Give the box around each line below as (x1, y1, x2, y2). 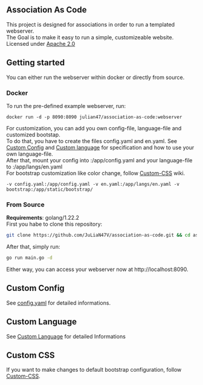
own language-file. (6, 150, 53, 157)
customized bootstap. (6, 131, 60, 138)
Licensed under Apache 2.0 (6, 40, 76, 47)
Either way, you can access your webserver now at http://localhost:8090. (6, 266, 188, 273)
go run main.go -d (6, 255, 53, 261)
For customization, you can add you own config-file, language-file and (6, 124, 182, 132)
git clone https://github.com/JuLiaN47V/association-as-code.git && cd (6, 232, 190, 238)
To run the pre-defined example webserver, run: (6, 102, 126, 109)
